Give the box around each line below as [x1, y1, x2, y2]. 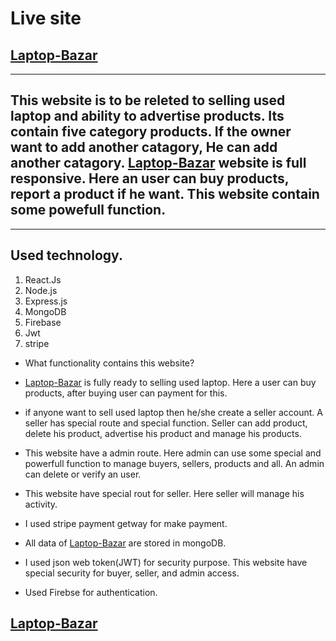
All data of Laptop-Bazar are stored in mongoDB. [24, 537, 227, 549]
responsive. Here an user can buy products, [10, 170, 290, 187]
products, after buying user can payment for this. [24, 387, 228, 399]
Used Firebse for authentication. [24, 586, 158, 598]
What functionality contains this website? [24, 357, 195, 369]
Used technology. [10, 247, 123, 264]
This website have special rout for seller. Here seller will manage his [24, 487, 305, 499]
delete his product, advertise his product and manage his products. [24, 427, 302, 439]
